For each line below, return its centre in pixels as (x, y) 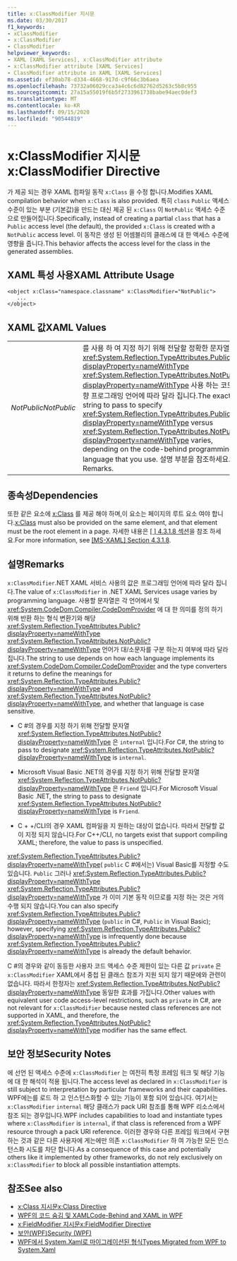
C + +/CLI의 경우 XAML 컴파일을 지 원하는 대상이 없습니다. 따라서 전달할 (117, 825)
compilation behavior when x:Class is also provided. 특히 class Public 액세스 (119, 200)
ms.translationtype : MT (42, 99)
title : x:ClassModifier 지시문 (51, 14)
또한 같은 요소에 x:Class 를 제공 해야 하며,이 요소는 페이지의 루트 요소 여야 (109, 513)
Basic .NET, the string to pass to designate (79, 796)
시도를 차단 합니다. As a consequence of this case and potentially (119, 1149)
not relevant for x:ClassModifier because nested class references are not (114, 1007)
